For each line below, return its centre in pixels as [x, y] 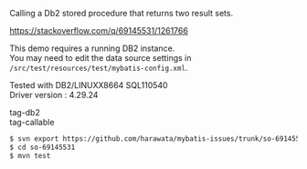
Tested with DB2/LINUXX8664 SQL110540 [89, 85]
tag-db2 [25, 112]
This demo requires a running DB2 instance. [92, 48]
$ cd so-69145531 [42, 147]
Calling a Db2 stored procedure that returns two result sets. [122, 13]
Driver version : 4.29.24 [54, 95]
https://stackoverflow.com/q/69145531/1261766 [99, 30]
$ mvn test [30, 155]
